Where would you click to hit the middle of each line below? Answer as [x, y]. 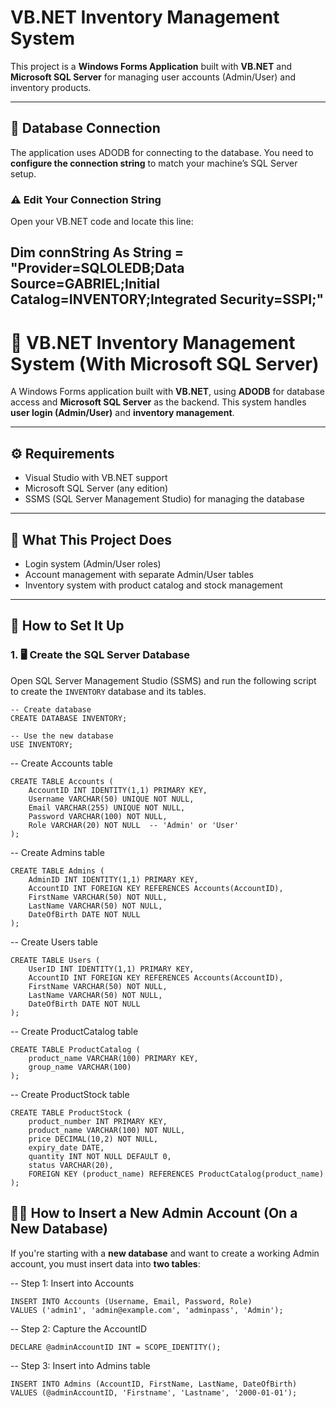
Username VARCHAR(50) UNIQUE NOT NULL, [111, 799]
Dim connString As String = [97, 252]
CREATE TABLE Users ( [55, 960]
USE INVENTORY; [42, 744]
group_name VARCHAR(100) [80, 1067]
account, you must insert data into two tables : [105, 1263]
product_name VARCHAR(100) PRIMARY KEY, [113, 1058]
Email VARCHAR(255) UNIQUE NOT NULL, [107, 807]
